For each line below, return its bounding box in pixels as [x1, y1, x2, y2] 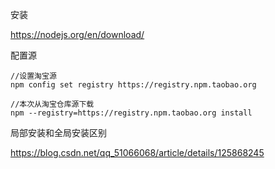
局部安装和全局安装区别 [10, 127, 107, 138]
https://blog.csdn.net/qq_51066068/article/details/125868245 [10, 147, 265, 158]
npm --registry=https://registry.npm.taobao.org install [10, 108, 253, 118]
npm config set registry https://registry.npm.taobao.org [10, 80, 257, 90]
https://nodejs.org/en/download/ [10, 29, 145, 40]
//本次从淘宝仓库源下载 [10, 99, 95, 109]
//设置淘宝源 [10, 71, 57, 81]
